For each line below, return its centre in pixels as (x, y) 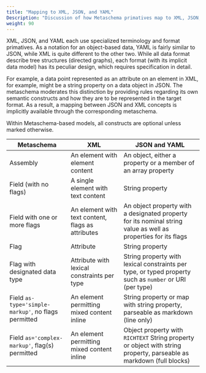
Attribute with (90, 260)
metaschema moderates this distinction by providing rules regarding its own (102, 92)
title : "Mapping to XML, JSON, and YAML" (60, 12)
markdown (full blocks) (157, 361)
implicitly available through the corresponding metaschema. (82, 112)
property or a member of (159, 163)
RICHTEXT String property (159, 338)
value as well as (146, 229)
